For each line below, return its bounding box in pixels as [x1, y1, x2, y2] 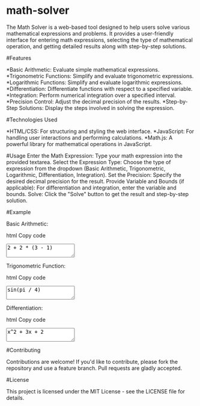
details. [6, 394, 25, 401]
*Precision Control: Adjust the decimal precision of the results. [6, 97, 161, 105]
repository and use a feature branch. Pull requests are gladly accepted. [6, 364, 183, 372]
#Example [6, 208, 31, 215]
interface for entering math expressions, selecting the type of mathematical [6, 36, 193, 43]
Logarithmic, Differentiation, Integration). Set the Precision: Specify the [6, 171, 181, 178]
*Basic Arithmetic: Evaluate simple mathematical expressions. [6, 66, 160, 73]
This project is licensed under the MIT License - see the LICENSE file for [6, 387, 185, 395]
